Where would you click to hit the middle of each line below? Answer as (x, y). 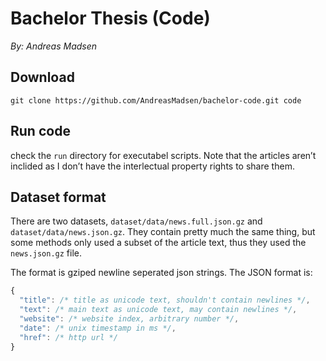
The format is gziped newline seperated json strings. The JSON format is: (161, 273)
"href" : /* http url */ (68, 337)
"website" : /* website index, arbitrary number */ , (129, 319)
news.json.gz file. (46, 253)
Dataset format (58, 197)
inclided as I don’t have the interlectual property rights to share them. (152, 166)
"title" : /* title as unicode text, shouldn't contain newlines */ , (165, 300)
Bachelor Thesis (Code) (110, 18)
